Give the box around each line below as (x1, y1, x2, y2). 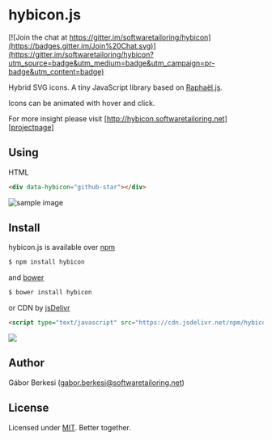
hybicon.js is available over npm (8, 243, 116, 252)
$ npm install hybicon (8, 258, 85, 266)
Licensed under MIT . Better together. (8, 422, 132, 432)
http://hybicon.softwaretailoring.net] (106, 113, 228, 123)
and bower (8, 273, 45, 282)
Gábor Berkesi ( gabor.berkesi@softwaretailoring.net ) (8, 378, 185, 387)
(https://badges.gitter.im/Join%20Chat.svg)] (8, 40, 156, 50)
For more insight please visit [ (8, 113, 108, 123)
